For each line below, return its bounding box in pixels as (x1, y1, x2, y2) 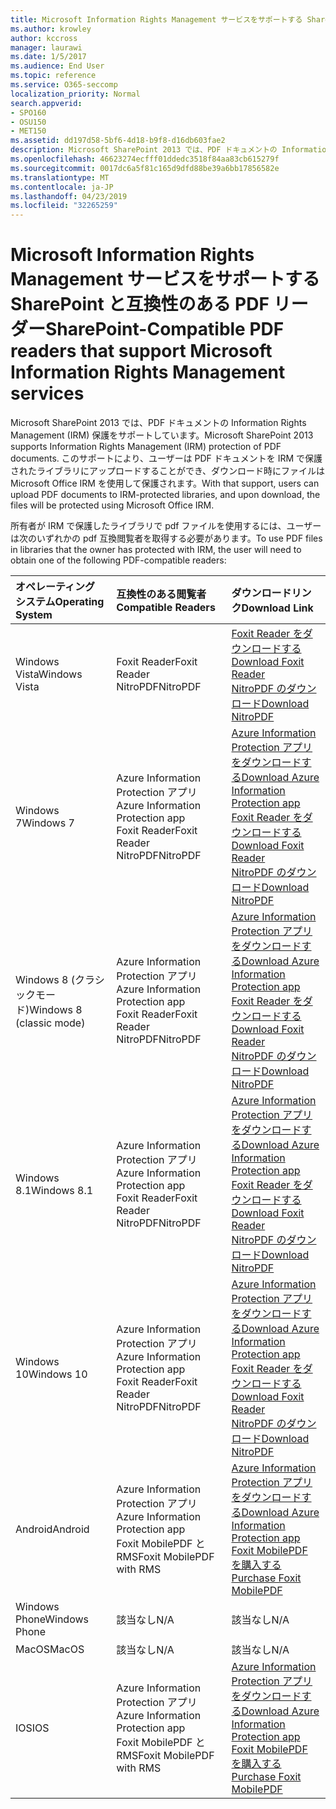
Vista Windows (15, 667, 83, 681)
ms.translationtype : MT (10, 172, 110, 183)
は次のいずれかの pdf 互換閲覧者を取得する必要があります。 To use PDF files (10, 532, 323, 545)
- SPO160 (10, 107, 47, 118)
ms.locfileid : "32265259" (10, 201, 118, 211)
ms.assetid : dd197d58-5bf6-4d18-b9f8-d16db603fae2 (10, 136, 226, 146)
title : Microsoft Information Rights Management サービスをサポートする (10, 14, 303, 25)
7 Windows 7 (15, 816, 75, 830)
